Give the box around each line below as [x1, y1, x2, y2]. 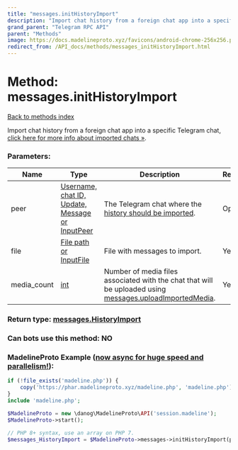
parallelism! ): [7, 361, 55, 371]
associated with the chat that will [103, 276, 213, 286]
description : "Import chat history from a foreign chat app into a [7, 17, 211, 24]
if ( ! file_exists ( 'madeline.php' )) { [7, 377, 119, 385]
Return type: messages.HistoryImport [7, 315, 142, 325]
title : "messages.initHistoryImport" [7, 10, 119, 18]
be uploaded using [103, 284, 166, 294]
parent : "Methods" [7, 30, 62, 38]
